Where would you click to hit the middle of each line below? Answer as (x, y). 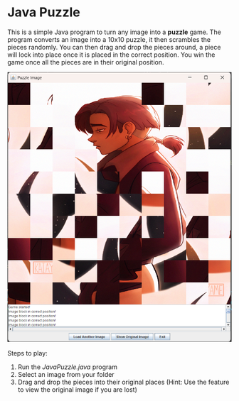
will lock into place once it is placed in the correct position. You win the (111, 55)
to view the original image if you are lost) (77, 390)
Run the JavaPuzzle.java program (67, 367)
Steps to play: (27, 353)
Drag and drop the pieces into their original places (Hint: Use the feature (123, 382)
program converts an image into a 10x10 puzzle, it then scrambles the (109, 39)
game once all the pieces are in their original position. (86, 62)
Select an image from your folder (66, 375)
